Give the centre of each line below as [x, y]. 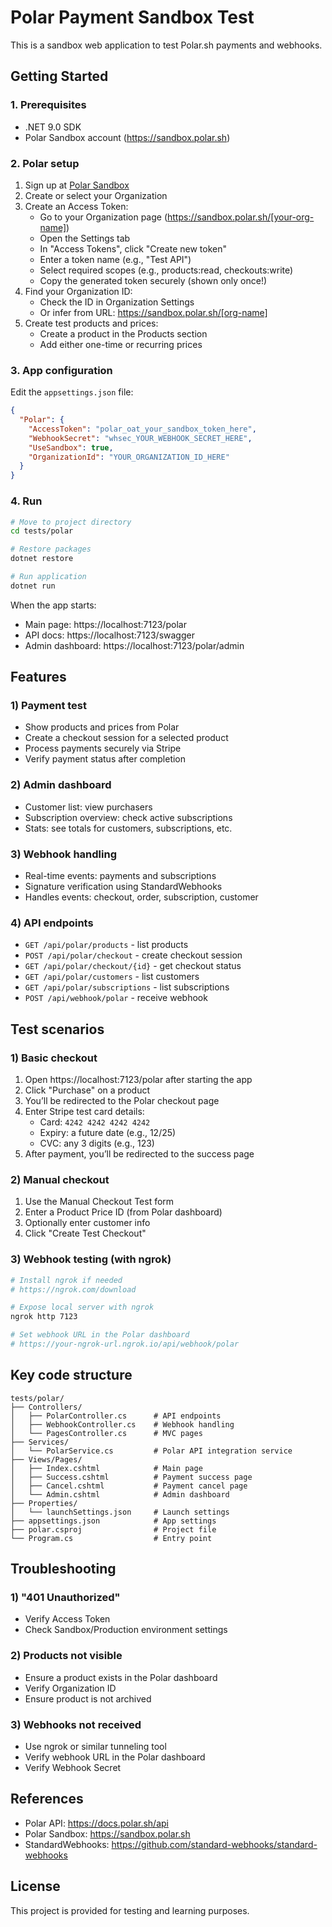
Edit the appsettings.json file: [72, 392]
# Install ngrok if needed [66, 1280]
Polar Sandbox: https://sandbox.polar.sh [107, 1833]
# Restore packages [51, 549]
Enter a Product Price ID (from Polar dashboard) [123, 1212]
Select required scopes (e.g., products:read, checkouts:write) [166, 270]
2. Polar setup [45, 163]
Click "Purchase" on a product [87, 1090]
